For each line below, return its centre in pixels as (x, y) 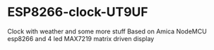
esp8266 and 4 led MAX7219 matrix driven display (81, 38)
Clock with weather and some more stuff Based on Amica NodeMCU (107, 31)
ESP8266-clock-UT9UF (78, 12)
